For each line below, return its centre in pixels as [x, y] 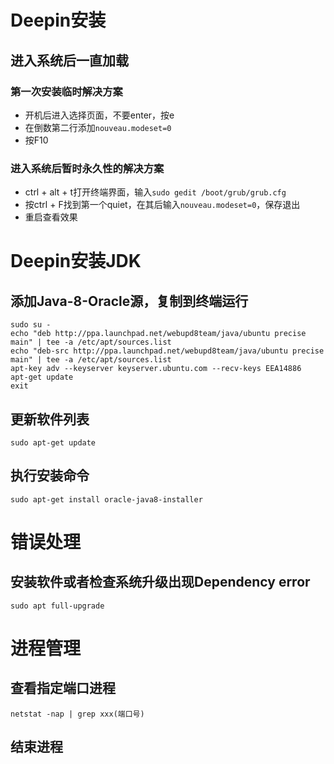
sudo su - [31, 325]
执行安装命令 [50, 476]
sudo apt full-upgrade [57, 606]
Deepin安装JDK [76, 261]
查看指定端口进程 [63, 688]
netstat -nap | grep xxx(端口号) [77, 714]
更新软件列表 [50, 419]
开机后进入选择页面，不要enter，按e [99, 115]
